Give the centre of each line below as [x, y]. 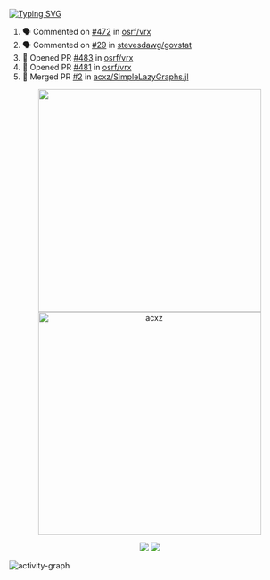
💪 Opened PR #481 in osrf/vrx [77, 67]
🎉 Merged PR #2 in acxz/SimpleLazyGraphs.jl [105, 77]
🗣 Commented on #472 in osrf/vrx [86, 32]
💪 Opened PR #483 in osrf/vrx [78, 57]
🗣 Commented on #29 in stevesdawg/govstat [106, 45]
